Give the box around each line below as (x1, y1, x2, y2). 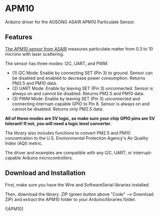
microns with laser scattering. (5, 51, 64, 57)
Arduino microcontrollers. (22, 155, 73, 161)
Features (5, 33, 32, 41)
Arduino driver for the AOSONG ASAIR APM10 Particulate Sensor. (5, 19, 135, 25)
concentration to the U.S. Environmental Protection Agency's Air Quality (5, 135, 149, 141)
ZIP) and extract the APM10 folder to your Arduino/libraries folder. (5, 196, 136, 202)
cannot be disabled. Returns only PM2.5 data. (12, 106, 103, 112)
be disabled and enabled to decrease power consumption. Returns (12, 75, 145, 81)
